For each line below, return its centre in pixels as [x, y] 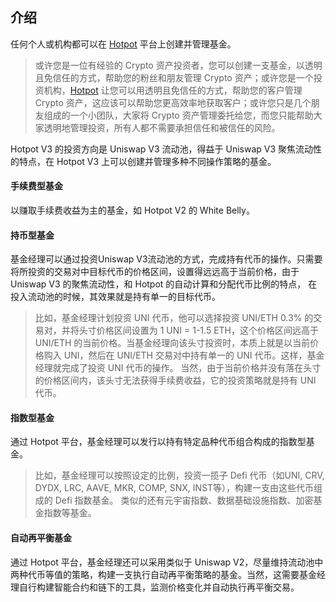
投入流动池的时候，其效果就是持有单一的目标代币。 [115, 297]
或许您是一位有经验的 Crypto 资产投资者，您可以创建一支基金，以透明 [178, 65]
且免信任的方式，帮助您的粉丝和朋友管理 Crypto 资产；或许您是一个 [174, 77]
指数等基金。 [70, 513]
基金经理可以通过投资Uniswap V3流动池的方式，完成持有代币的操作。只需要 [166, 259]
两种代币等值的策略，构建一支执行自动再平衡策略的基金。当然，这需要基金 [163, 574]
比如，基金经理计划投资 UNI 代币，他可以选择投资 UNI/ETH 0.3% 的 [174, 318]
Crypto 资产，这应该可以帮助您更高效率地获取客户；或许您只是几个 [173, 102]
